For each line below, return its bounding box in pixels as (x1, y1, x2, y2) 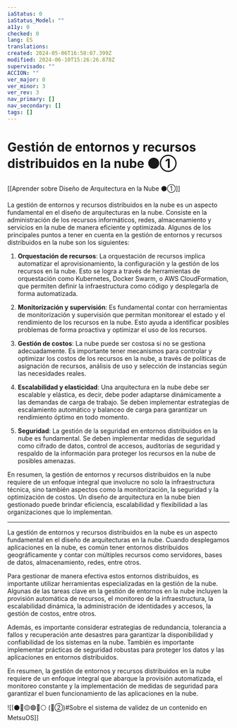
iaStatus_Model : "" (7, 17, 65, 24)
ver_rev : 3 (7, 89, 39, 96)
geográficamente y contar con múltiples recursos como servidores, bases (7, 550, 223, 559)
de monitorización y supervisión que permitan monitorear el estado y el (17, 310, 226, 318)
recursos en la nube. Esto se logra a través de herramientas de (17, 266, 200, 275)
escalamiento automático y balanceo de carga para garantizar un (17, 405, 207, 414)
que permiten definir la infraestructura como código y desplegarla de (17, 282, 219, 290)
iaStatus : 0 (7, 10, 42, 18)
